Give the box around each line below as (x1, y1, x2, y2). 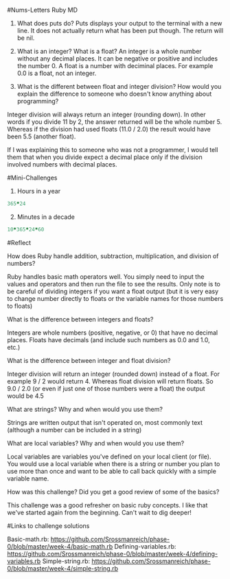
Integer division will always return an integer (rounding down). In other (7, 110, 206, 118)
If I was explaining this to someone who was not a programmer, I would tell (7, 146, 218, 154)
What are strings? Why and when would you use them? (7, 405, 163, 413)
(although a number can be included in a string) (7, 425, 142, 434)
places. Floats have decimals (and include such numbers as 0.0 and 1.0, (7, 335, 211, 344)
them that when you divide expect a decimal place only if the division (7, 153, 203, 161)
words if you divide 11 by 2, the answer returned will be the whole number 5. (7, 118, 222, 126)
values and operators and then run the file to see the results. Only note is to (7, 280, 221, 288)
